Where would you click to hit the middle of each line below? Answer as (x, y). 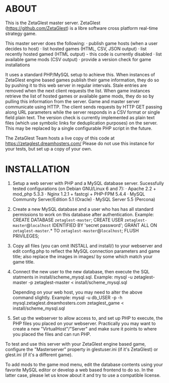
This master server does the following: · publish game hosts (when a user (81, 43)
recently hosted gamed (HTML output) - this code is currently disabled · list (84, 54)
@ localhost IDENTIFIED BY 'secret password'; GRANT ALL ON (92, 225)
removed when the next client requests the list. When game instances (78, 90)
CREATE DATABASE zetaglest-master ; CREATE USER (68, 220)
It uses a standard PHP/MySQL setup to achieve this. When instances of (80, 74)
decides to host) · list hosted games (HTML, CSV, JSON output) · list (76, 49)
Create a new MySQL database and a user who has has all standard (83, 209)
